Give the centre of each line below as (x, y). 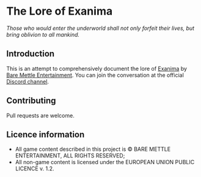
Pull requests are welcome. (40, 115)
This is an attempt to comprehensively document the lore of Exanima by (97, 68)
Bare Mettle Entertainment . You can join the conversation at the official (95, 75)
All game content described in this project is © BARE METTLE (93, 149)
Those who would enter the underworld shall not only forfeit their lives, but (100, 28)
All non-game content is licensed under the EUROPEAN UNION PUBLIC (105, 162)
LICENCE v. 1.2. (35, 168)
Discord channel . (28, 81)
